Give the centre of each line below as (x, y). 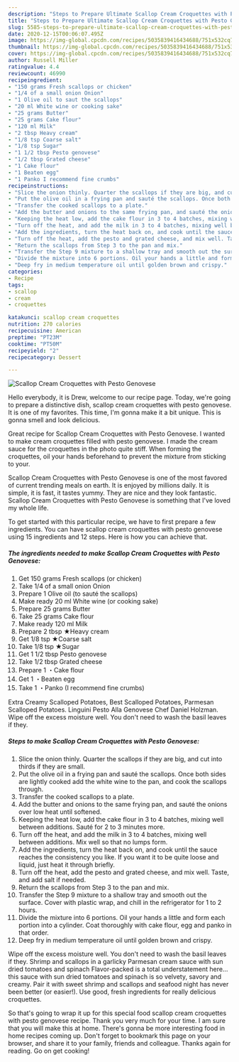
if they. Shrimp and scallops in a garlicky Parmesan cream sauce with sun (116, 962)
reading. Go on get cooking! (49, 1051)
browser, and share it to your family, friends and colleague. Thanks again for (119, 1044)
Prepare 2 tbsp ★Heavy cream (63, 632)
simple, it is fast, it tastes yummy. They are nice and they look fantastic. (112, 493)
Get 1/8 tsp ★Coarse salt (55, 639)
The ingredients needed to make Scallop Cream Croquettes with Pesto (114, 553)
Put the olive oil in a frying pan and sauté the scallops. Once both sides (122, 774)
